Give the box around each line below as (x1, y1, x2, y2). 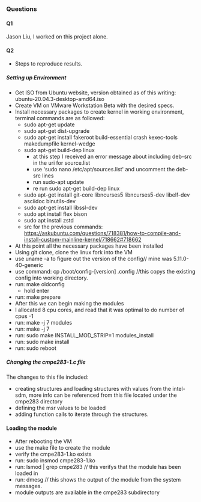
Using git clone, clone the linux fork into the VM (14, 249, 133, 256)
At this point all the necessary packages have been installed (14, 242, 164, 249)
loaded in (14, 470, 38, 477)
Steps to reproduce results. (14, 60, 83, 67)
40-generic (14, 262, 44, 269)
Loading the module (6, 424, 57, 432)
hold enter (23, 287, 50, 295)
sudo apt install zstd (23, 217, 74, 224)
